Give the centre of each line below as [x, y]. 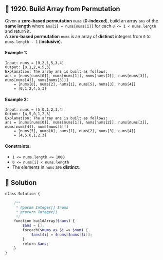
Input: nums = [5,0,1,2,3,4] [35, 110]
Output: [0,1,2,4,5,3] [28, 67]
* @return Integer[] [36, 212]
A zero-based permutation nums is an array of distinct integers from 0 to [78, 36]
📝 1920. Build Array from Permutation [63, 9]
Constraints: [18, 146]
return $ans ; [36, 244]
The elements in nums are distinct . [46, 167]
